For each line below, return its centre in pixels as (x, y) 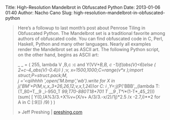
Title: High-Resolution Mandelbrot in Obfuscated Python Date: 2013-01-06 (83, 7)
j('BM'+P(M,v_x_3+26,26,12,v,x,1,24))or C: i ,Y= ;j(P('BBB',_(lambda (86, 86)
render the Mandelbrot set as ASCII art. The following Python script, (89, 49)
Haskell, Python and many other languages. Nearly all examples (84, 44)
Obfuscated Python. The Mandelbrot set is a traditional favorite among (91, 33)
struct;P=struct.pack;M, (43, 75)
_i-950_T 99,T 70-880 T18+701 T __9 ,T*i (83, 91)
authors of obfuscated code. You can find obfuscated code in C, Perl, (90, 38)
